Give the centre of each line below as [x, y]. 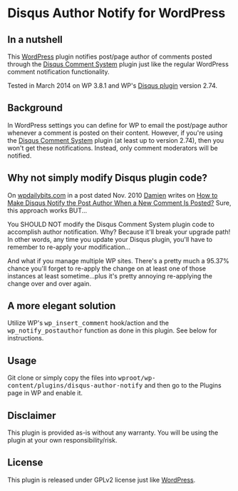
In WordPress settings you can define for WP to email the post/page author [118, 125]
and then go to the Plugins [183, 385]
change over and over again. [49, 283]
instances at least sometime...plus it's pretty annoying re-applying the [110, 275]
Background [35, 108]
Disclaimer [32, 415]
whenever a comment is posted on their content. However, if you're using [115, 133]
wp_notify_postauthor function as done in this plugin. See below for [112, 330]
